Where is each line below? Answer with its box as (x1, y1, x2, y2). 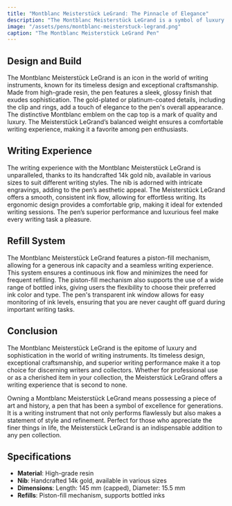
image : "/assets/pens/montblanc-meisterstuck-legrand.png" (7, 23, 181, 30)
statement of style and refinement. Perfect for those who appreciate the (7, 416, 213, 424)
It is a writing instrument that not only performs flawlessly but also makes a (7, 408, 222, 417)
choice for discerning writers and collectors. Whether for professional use (7, 365, 218, 374)
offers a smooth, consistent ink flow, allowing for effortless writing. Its (7, 193, 206, 201)
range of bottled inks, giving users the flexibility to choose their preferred (7, 283, 216, 291)
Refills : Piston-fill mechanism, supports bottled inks (17, 491, 165, 500)
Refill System (7, 235, 66, 247)
